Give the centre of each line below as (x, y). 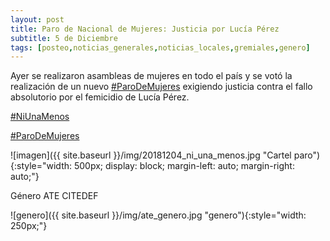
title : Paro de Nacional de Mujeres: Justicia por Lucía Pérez (145, 29)
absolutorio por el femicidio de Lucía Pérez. (100, 97)
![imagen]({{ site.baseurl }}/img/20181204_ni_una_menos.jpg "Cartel (151, 155)
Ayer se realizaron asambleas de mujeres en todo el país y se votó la (151, 76)
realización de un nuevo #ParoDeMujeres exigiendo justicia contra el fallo (161, 87)
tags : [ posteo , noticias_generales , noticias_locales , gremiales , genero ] (160, 47)
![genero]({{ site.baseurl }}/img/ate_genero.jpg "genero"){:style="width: (158, 215)
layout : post (37, 19)
